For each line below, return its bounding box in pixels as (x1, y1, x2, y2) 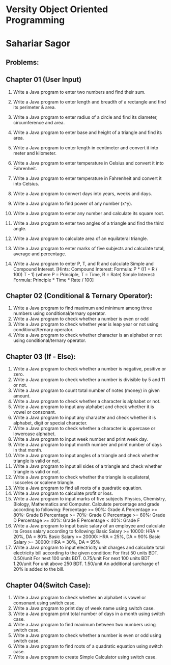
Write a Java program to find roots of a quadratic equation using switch (13, 643, 163, 649)
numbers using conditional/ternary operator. (13, 310, 106, 316)
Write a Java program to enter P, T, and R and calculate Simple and (13, 260, 154, 267)
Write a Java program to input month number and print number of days (13, 442, 162, 448)
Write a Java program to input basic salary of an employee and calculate (13, 523, 165, 529)
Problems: (6, 58, 39, 67)
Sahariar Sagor (6, 38, 71, 49)
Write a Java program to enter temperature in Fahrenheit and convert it (13, 175, 162, 181)
